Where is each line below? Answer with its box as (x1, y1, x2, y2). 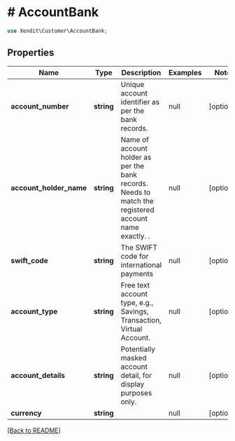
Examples (168, 67, 202, 77)
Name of (120, 135, 149, 144)
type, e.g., (120, 297, 154, 307)
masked (120, 353, 147, 362)
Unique (120, 79, 145, 89)
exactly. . (120, 231, 150, 240)
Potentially (120, 344, 155, 354)
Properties (7, 47, 55, 59)
